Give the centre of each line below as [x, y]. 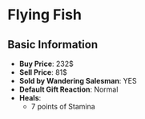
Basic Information [53, 45]
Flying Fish [44, 15]
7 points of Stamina [63, 107]
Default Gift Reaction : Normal [68, 89]
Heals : [30, 98]
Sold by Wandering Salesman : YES [78, 81]
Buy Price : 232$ [46, 64]
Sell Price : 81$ [43, 72]
